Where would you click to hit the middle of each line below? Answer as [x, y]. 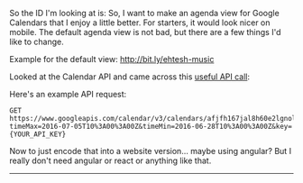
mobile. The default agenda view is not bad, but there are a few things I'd [145, 32]
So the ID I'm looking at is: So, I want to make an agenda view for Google [144, 13]
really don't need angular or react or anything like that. [110, 160]
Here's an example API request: [68, 94]
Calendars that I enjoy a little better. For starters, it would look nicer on [140, 23]
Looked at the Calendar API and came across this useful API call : [130, 77]
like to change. [37, 41]
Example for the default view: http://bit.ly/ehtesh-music [112, 59]
